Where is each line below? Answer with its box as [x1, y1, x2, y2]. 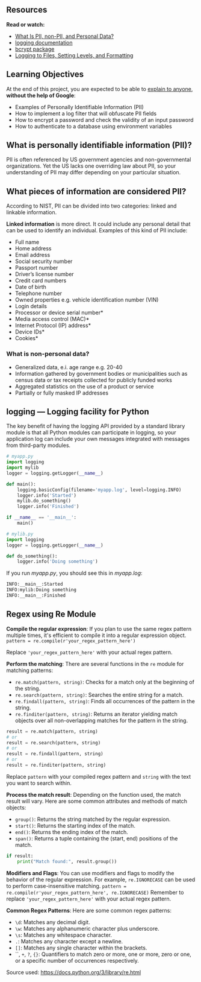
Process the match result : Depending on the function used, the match [6, 791, 181, 798]
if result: [6, 853, 34, 859]
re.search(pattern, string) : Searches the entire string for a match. [14, 691, 184, 698]
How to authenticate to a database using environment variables [14, 122, 173, 130]
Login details [14, 303, 47, 310]
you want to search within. [6, 779, 72, 787]
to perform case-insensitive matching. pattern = [6, 882, 127, 889]
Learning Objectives [6, 69, 84, 80]
